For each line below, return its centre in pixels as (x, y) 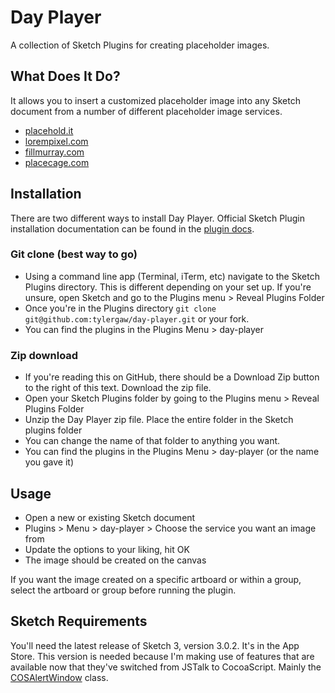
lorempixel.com (56, 141)
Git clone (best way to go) (74, 254)
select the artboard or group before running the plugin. (123, 590)
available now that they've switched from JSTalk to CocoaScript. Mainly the (166, 667)
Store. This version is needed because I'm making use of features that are (162, 656)
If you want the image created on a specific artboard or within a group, (156, 579)
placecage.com (57, 162)
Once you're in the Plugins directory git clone (120, 308)
